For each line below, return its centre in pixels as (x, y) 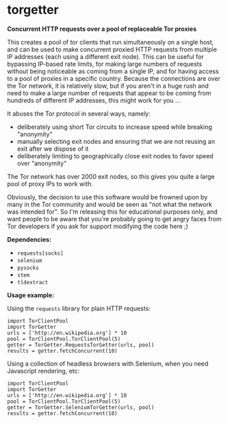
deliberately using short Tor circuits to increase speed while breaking (114, 127)
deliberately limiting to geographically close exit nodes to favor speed (115, 155)
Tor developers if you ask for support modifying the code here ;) (98, 226)
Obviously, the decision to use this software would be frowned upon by (107, 197)
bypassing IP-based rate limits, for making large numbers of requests (105, 64)
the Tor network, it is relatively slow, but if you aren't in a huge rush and (108, 86)
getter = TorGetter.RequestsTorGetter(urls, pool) (81, 345)
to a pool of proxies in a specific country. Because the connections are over (114, 78)
